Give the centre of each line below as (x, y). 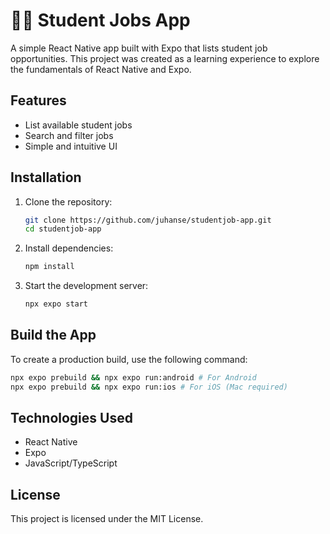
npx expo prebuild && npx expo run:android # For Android (133, 377)
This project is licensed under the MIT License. (107, 519)
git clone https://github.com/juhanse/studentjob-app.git (148, 220)
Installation (46, 177)
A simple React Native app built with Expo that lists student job (139, 48)
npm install (49, 267)
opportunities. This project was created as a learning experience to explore (165, 58)
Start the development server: (86, 286)
